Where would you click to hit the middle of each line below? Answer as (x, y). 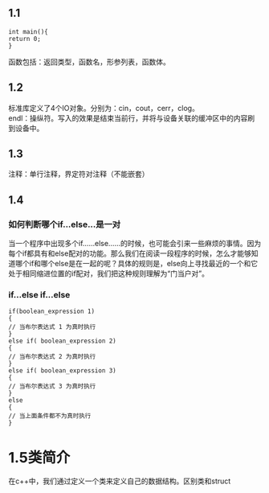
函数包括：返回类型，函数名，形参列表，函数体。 (89, 62)
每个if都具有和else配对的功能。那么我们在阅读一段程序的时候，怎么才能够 (130, 253)
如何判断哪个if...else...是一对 (65, 224)
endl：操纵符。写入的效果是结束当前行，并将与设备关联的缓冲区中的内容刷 (132, 118)
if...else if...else (39, 295)
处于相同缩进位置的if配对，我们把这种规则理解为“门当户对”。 (108, 273)
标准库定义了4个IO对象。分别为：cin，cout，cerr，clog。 (104, 108)
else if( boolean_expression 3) (62, 371)
